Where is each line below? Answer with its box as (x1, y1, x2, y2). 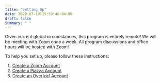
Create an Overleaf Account (12, 73, 68, 79)
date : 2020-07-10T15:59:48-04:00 (5, 12, 73, 16)
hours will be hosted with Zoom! (5, 44, 69, 50)
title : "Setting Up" (5, 7, 47, 12)
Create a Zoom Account (12, 63, 60, 69)
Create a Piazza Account (12, 68, 62, 74)
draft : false (5, 16, 32, 21)
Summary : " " (5, 20, 32, 26)
